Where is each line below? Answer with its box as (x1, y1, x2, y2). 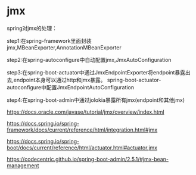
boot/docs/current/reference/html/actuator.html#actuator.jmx (7, 144, 157, 151)
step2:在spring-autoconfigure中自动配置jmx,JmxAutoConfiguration (7, 56, 172, 63)
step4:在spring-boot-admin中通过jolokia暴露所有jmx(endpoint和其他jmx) (7, 96, 185, 104)
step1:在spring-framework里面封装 (7, 37, 92, 44)
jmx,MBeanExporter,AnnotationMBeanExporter (7, 43, 122, 51)
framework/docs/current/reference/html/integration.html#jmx (7, 126, 158, 133)
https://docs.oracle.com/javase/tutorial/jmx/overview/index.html (7, 108, 164, 115)
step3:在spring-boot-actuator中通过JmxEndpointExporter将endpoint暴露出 (7, 68, 191, 76)
